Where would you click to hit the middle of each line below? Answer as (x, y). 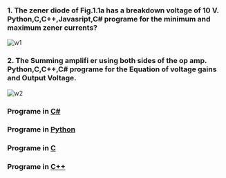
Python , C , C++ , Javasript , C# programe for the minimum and (109, 19)
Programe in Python (41, 130)
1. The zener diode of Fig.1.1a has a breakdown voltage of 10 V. (113, 10)
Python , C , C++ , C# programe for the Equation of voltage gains (112, 69)
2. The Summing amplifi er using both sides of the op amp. (107, 61)
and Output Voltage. (42, 78)
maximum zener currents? (53, 28)
